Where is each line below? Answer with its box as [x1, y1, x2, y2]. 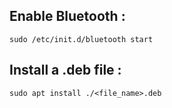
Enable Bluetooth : [9, 8, 126, 25]
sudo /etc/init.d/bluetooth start [9, 34, 154, 44]
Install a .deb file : [9, 62, 122, 79]
